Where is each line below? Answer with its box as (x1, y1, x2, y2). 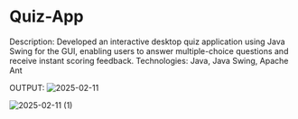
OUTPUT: (9, 82, 45, 93)
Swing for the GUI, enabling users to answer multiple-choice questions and (9, 45, 289, 56)
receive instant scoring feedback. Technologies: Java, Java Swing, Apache (9, 55, 289, 66)
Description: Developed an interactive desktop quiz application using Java (9, 36, 286, 47)
